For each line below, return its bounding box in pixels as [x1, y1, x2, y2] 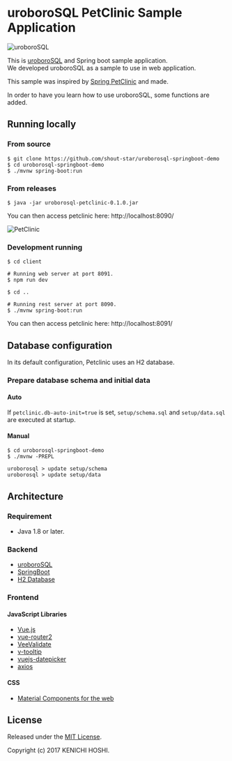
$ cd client [7, 258, 42, 266]
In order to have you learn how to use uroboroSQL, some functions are [7, 91, 210, 99]
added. [7, 98, 28, 106]
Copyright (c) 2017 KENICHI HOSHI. [7, 746, 110, 755]
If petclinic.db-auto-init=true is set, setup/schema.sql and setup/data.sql [7, 408, 226, 416]
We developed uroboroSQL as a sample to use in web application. [7, 63, 196, 72]
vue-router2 [17, 633, 52, 641]
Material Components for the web [17, 694, 114, 702]
